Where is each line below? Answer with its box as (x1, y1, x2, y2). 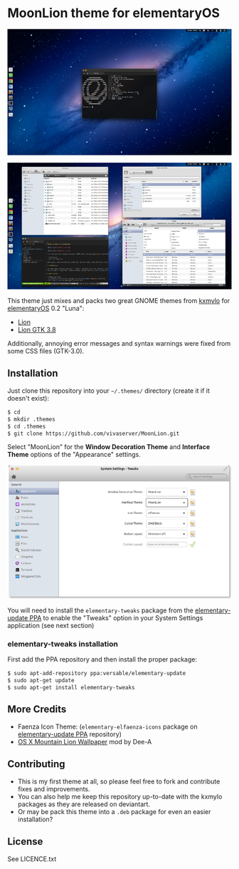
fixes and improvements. (17, 784, 90, 793)
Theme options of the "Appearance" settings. (7, 450, 141, 458)
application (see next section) (7, 621, 95, 629)
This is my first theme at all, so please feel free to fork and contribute (17, 777, 221, 786)
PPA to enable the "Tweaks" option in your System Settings (29, 613, 203, 622)
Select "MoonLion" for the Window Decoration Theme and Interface (7, 442, 211, 451)
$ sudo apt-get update (7, 677, 75, 684)
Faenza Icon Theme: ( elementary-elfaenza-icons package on (17, 722, 198, 731)
